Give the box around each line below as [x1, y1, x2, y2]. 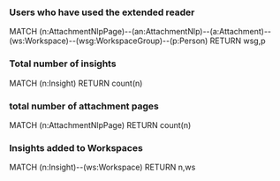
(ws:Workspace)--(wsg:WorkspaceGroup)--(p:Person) [9, 35, 208, 46]
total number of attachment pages [9, 100, 159, 112]
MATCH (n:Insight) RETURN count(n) [9, 78, 143, 88]
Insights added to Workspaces [9, 141, 143, 154]
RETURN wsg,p [209, 35, 267, 46]
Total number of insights [9, 57, 117, 70]
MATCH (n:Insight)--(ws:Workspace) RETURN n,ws [9, 162, 196, 173]
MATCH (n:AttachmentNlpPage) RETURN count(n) [9, 119, 192, 130]
